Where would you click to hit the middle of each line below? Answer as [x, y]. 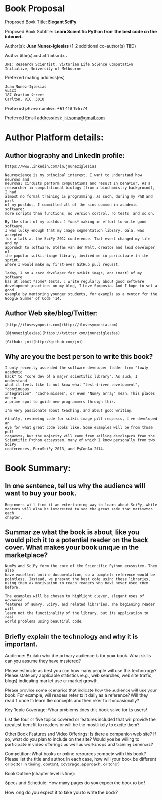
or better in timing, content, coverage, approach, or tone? [62, 764]
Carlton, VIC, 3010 [25, 99]
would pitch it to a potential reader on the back [77, 540]
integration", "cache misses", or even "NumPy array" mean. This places [80, 393]
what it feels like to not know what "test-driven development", [72, 385]
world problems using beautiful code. [44, 622]
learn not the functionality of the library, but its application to [77, 613]
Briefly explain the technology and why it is [72, 636]
